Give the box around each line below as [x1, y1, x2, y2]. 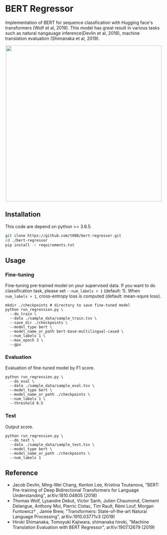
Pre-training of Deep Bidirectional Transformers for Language [12, 487, 139, 493]
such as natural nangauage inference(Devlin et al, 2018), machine [5, 30, 140, 36]
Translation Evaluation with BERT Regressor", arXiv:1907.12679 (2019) [12, 525, 155, 531]
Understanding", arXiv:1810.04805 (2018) [12, 493, 97, 499]
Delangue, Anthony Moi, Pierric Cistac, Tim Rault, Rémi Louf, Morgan [12, 503, 154, 509]
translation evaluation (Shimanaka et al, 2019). [5, 35, 100, 41]
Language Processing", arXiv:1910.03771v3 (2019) [12, 514, 116, 520]
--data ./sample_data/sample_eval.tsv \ [9, 383, 95, 388]
